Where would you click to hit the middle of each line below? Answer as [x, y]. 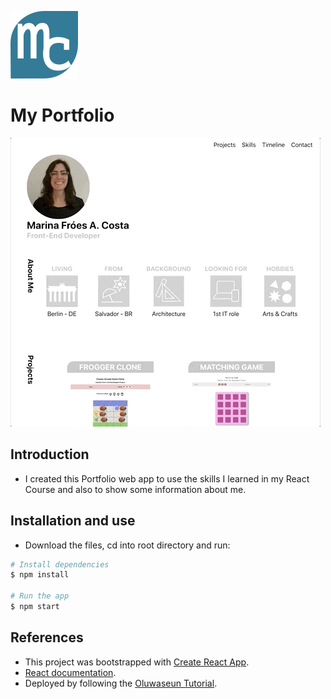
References [47, 637]
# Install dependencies [60, 564]
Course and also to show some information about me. [135, 489]
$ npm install [40, 575]
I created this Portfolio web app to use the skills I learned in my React [167, 478]
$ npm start [35, 607]
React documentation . [70, 672]
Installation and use [73, 521]
